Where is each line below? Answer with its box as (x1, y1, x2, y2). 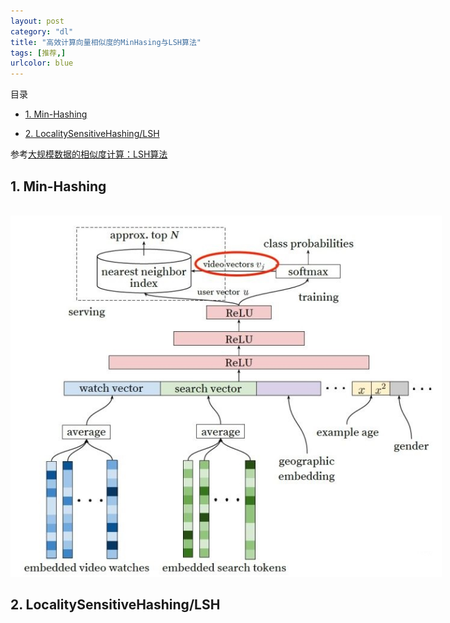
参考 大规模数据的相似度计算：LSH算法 (10, 148, 168, 160)
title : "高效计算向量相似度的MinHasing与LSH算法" (10, 37, 202, 47)
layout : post (10, 16, 65, 26)
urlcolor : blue (10, 58, 74, 69)
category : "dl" (10, 26, 74, 37)
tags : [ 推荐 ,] (10, 48, 67, 58)
